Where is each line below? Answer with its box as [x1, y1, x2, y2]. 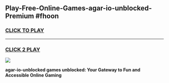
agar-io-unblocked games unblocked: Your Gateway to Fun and [5, 66, 141, 72]
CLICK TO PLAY [5, 27, 44, 34]
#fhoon [35, 12, 59, 21]
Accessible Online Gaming [5, 72, 62, 78]
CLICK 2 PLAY [5, 46, 40, 53]
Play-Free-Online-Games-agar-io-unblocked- [5, 4, 152, 13]
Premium [5, 12, 34, 21]
